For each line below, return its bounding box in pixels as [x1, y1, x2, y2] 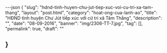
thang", [5, 10, 20, 16]
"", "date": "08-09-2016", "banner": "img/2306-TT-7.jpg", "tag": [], [5, 20, 143, 26]
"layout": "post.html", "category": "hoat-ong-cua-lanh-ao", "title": [21, 10, 157, 16]
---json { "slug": [5, 5, 39, 10]
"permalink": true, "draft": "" [5, 26, 64, 32]
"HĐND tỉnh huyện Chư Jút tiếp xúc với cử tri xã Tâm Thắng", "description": [5, 15, 162, 21]
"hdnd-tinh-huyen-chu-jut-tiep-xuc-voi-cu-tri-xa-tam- [39, 5, 153, 10]
